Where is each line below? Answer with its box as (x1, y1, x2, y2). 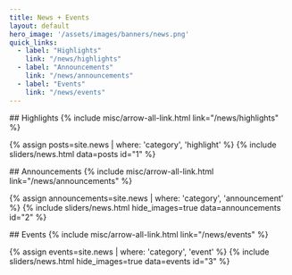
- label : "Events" (17, 79, 87, 88)
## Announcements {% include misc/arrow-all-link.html (9, 166, 214, 177)
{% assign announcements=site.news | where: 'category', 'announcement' (9, 193, 284, 204)
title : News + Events (9, 12, 90, 22)
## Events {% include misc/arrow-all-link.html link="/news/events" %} (9, 229, 269, 239)
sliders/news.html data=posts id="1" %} (9, 148, 156, 159)
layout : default (9, 21, 70, 30)
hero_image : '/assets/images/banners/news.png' (9, 29, 190, 38)
